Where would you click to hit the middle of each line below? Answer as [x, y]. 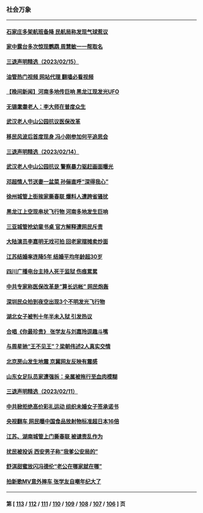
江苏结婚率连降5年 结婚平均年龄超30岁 [54, 256]
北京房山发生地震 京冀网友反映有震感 [52, 361]
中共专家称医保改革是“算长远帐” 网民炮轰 [57, 286]
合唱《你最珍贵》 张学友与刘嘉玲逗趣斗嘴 [57, 331]
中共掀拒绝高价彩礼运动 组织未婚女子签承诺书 [63, 406]
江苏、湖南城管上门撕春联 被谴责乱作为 [55, 436]
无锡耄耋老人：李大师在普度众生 [46, 107]
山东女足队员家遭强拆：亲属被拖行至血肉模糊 [62, 376]
